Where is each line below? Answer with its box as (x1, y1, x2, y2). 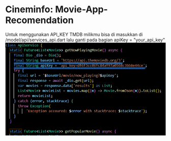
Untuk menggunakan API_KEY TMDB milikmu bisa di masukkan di (5, 31, 143, 37)
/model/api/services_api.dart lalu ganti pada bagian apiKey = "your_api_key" (5, 37, 165, 43)
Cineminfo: (5, 4, 53, 15)
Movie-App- (55, 4, 108, 15)
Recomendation (5, 14, 74, 26)
